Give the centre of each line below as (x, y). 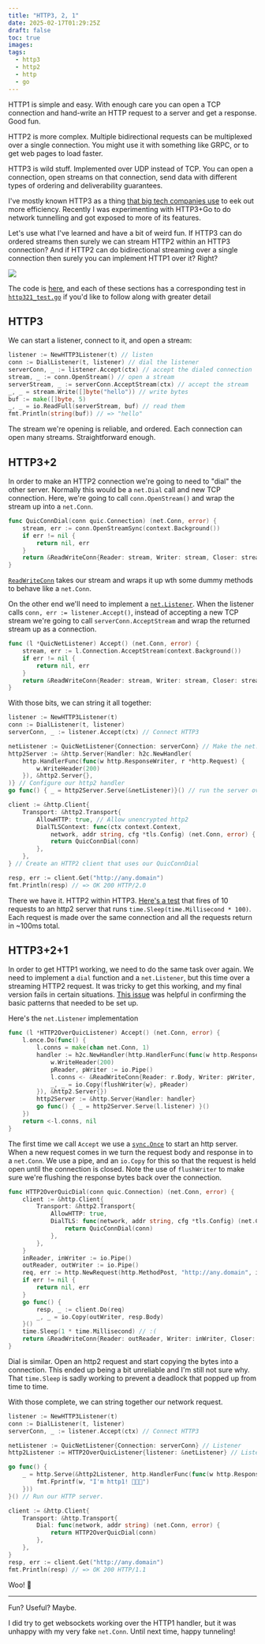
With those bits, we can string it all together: (80, 703)
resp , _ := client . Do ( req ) (81, 1309)
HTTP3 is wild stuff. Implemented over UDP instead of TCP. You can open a (131, 169)
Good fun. (24, 121)
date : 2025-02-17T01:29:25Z (54, 23)
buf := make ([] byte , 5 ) (47, 399)
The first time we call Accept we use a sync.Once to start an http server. (123, 1143)
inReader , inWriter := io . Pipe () (77, 1258)
